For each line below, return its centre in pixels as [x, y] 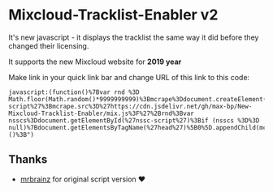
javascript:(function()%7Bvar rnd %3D [74, 92]
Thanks [28, 160]
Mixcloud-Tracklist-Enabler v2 [113, 15]
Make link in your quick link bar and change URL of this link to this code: [129, 77]
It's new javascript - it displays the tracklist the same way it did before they [134, 37]
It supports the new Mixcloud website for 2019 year [95, 62]
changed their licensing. [49, 45]
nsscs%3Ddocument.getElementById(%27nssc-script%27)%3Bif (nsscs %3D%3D [134, 120]
